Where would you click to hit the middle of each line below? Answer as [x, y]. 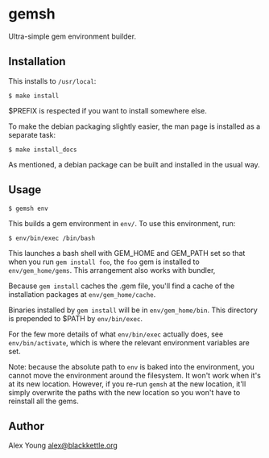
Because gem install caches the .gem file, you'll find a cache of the [122, 286]
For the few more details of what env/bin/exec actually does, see [116, 334]
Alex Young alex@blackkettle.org [63, 446]
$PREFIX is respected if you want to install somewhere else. [108, 110]
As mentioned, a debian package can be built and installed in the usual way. [134, 164]
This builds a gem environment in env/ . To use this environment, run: [122, 223]
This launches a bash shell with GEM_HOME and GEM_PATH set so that [127, 253]
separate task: [32, 134]
